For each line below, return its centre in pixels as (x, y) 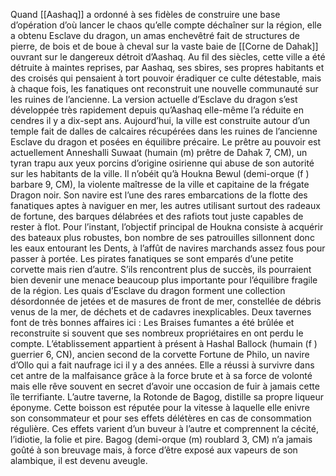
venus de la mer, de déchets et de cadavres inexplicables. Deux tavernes (161, 312)
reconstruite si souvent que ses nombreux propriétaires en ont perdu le (157, 333)
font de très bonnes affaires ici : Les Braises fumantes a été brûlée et (152, 322)
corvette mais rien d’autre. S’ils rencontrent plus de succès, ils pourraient (161, 269)
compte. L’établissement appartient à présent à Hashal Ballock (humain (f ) (164, 343)
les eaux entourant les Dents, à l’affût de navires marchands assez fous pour (168, 248)
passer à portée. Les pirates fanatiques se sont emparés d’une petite (152, 258)
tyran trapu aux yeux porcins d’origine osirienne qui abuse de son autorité (162, 163)
